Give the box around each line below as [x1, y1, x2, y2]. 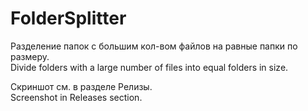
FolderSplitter [10, 7, 127, 30]
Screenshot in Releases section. [10, 91, 143, 103]
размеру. [10, 50, 50, 62]
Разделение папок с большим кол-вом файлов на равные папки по [10, 40, 298, 52]
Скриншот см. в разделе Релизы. [10, 80, 153, 92]
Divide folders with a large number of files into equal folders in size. [10, 61, 289, 73]
